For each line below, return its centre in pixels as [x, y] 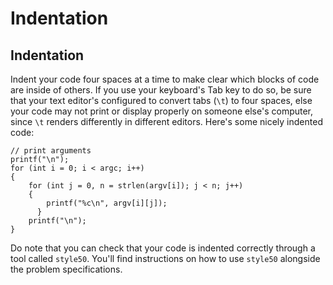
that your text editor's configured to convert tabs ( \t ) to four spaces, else [161, 100]
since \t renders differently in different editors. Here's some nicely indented [166, 121]
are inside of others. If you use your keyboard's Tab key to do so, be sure [161, 90]
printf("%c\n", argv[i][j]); [107, 203]
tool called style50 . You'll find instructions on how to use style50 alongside [165, 258]
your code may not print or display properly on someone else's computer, [162, 111]
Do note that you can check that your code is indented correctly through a [163, 248]
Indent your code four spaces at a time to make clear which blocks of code [165, 79]
